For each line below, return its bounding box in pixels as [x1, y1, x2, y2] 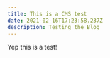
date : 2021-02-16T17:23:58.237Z [7, 17, 103, 24]
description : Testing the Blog [7, 23, 100, 30]
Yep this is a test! [7, 43, 57, 52]
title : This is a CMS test [7, 10, 87, 18]
